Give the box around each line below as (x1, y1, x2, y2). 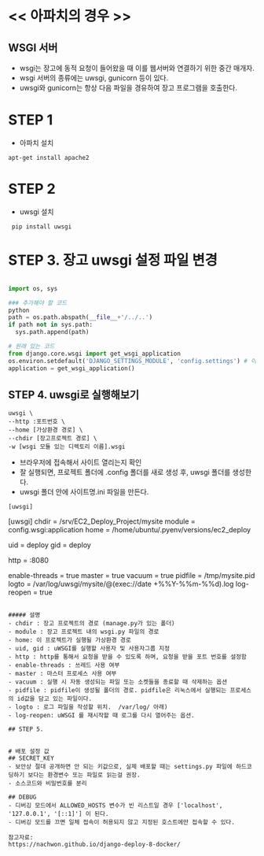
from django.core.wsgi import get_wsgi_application (8, 350, 181, 358)
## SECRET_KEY (8, 754, 55, 762)
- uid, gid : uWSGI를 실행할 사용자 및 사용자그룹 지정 (8, 645, 170, 653)
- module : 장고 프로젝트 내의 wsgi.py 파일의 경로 (8, 628, 159, 636)
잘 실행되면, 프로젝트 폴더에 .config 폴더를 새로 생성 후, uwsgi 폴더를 (19, 468, 231, 477)
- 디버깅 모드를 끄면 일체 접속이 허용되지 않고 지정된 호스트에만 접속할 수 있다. (8, 818, 236, 827)
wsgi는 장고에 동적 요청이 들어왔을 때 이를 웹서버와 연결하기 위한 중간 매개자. (19, 64, 255, 72)
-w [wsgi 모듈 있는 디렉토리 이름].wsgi (8, 443, 126, 451)
